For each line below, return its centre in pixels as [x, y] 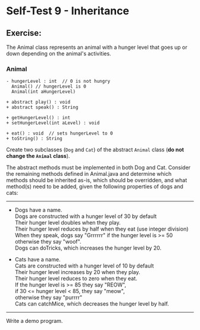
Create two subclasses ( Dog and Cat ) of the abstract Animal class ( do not [95, 150]
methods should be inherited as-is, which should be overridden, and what [97, 180]
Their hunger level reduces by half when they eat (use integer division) [101, 229]
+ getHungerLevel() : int [38, 118]
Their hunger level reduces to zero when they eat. [76, 279]
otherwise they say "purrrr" [48, 298]
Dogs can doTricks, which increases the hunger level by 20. [88, 248]
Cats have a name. [37, 260]
